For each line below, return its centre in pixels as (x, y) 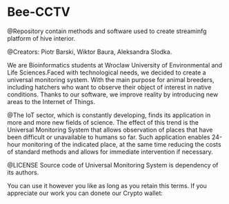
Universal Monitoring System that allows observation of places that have (110, 130)
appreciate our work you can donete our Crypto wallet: (85, 193)
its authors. (23, 172)
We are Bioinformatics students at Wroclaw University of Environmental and (115, 65)
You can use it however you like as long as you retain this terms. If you (107, 185)
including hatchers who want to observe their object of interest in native (109, 87)
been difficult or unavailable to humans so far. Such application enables (109, 137)
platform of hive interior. (41, 38)
